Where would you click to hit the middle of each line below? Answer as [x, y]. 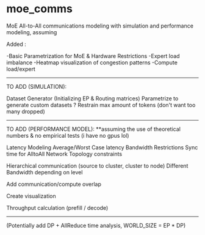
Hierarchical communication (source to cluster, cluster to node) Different [97, 166]
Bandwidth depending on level [45, 172]
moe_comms [40, 9]
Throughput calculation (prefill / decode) [57, 207]
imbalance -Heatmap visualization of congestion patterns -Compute [92, 62]
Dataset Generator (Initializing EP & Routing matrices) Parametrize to [92, 98]
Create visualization [31, 196]
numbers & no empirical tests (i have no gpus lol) [68, 135]
